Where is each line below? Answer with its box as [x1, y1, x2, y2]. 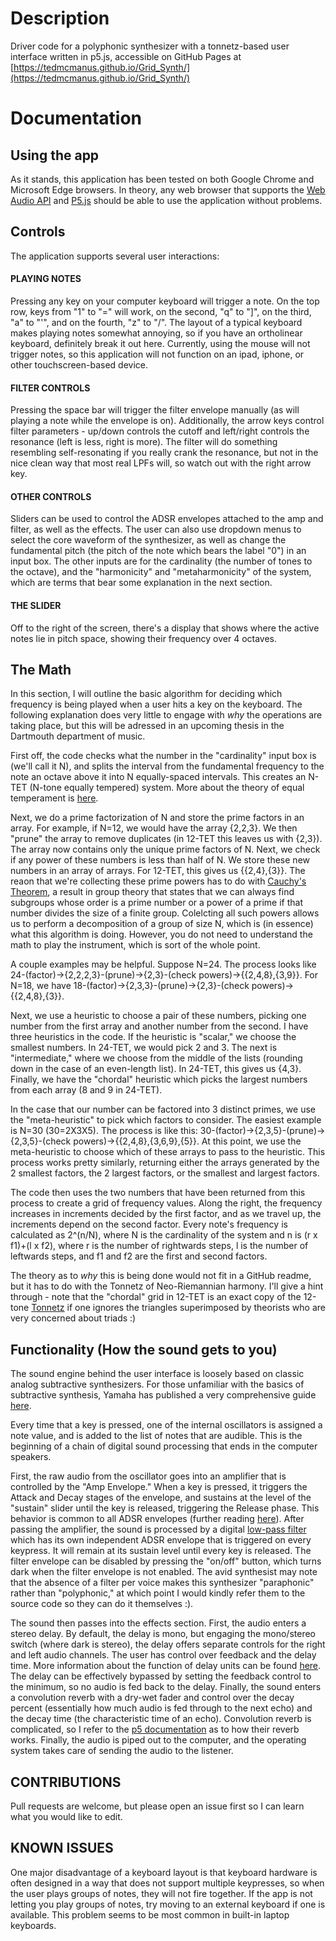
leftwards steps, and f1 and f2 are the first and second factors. [10, 1250, 268, 1262]
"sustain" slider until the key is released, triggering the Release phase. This [10, 1502, 320, 1514]
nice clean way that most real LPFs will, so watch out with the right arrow [10, 457, 312, 469]
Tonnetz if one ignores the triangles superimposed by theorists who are [31, 1302, 326, 1314]
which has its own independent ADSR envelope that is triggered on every [10, 1534, 312, 1546]
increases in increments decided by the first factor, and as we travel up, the [10, 1208, 322, 1220]
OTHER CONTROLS [10, 490, 92, 502]
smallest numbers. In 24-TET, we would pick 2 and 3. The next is [10, 1042, 278, 1054]
